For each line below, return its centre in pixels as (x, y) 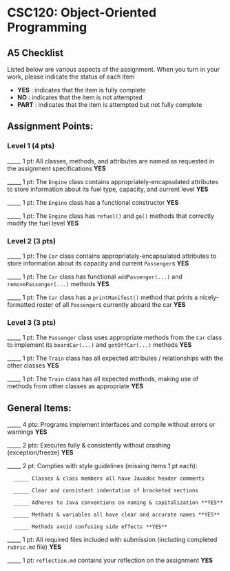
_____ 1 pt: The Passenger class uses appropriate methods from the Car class (115, 338)
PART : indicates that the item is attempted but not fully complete (109, 104)
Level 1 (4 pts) (31, 146)
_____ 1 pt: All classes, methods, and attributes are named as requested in (111, 161)
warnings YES (27, 432)
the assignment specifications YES (57, 168)
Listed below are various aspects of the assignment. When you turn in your (114, 69)
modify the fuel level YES (43, 223)
